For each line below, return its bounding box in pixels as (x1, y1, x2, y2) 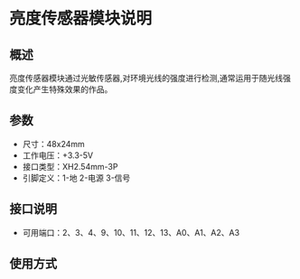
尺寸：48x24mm (22, 138, 86, 149)
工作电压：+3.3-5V (22, 150, 93, 161)
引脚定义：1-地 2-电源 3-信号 (22, 172, 131, 183)
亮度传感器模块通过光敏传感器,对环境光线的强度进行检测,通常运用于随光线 (9, 73, 284, 83)
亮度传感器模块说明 (9, 8, 153, 29)
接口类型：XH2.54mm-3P (22, 161, 118, 172)
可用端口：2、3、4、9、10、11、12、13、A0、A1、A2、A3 (22, 227, 240, 237)
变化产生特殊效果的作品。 (16, 84, 113, 95)
